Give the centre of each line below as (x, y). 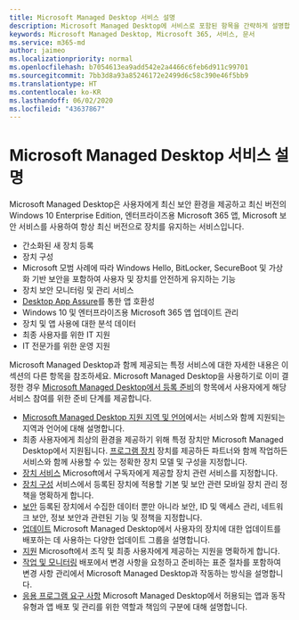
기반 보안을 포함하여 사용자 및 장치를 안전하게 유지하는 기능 (133, 279)
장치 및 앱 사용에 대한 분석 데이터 (79, 324)
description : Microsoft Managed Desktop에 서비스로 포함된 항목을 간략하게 (139, 26)
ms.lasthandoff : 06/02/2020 (61, 100)
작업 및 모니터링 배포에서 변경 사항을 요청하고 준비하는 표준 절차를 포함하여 (152, 562)
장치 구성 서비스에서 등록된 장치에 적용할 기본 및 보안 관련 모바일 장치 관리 (150, 484)
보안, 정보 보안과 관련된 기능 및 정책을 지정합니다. (117, 517)
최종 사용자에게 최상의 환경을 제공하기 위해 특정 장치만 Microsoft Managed (153, 440)
